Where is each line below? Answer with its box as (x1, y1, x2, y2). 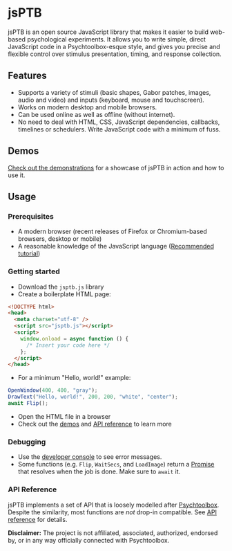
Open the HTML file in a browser (17, 412, 111, 420)
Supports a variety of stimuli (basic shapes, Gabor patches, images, (17, 88, 211, 96)
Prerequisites (8, 211, 54, 221)
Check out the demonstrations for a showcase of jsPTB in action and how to (8, 163, 224, 172)
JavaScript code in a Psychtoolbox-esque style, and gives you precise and (8, 42, 220, 51)
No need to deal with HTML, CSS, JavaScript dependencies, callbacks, (17, 118, 220, 126)
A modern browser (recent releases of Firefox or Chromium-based (17, 227, 208, 236)
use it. (8, 171, 26, 179)
